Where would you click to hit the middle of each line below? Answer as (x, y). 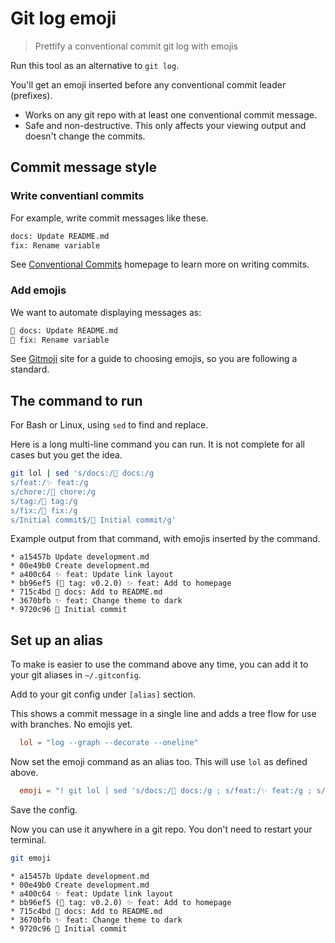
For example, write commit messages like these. (109, 218)
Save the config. (44, 810)
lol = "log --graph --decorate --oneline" (109, 743)
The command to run (76, 400)
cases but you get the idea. (66, 455)
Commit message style (84, 167)
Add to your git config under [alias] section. (103, 694)
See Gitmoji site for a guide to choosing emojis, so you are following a (154, 359)
